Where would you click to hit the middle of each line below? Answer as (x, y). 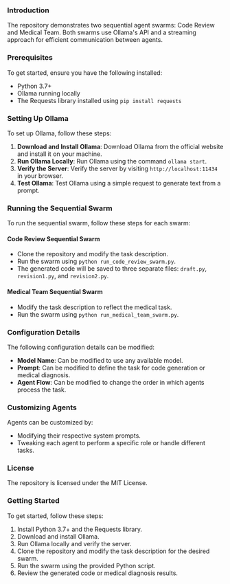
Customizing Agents (42, 407)
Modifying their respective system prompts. (79, 436)
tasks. (25, 450)
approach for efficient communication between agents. (85, 40)
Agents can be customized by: (50, 423)
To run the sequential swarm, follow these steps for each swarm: (99, 223)
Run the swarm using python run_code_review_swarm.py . (96, 261)
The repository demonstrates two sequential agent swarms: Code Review (111, 25)
